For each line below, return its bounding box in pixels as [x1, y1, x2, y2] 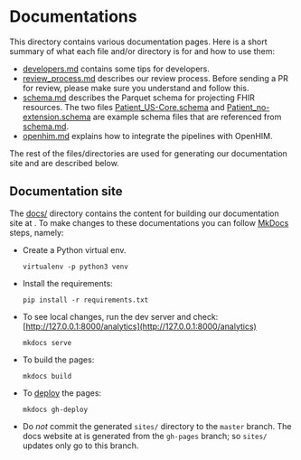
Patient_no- [226, 101, 270, 112]
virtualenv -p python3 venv [22, 262, 128, 271]
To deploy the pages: [22, 387, 102, 399]
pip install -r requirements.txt [22, 296, 149, 305]
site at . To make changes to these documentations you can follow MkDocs [9, 217, 289, 228]
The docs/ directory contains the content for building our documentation [9, 208, 279, 219]
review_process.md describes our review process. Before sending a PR [22, 72, 289, 83]
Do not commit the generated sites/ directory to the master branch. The [22, 420, 292, 431]
